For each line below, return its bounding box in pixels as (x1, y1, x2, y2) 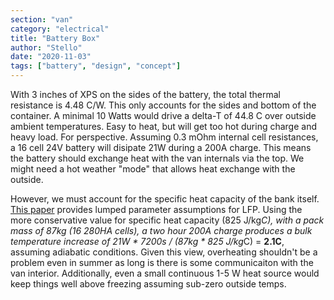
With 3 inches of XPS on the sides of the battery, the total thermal (10, 89, 281, 100)
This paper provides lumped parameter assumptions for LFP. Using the (10, 204, 303, 215)
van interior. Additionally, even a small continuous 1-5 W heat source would (10, 267, 320, 279)
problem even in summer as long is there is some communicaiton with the (10, 257, 314, 268)
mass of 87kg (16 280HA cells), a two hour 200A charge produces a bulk (10, 225, 313, 236)
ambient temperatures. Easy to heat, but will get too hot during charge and (10, 121, 317, 132)
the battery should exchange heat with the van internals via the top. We (10, 152, 305, 164)
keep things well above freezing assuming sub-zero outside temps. (10, 278, 287, 290)
